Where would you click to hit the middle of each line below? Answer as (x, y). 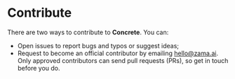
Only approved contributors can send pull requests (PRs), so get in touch (123, 60)
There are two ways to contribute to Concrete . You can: (88, 32)
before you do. (39, 68)
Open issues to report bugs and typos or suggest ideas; (98, 45)
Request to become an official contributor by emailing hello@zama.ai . (118, 53)
